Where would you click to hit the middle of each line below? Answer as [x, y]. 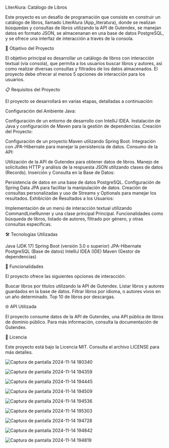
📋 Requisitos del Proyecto [33, 90]
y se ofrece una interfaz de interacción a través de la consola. [69, 38]
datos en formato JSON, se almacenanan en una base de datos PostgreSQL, [84, 33]
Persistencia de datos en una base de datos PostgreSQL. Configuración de [83, 182]
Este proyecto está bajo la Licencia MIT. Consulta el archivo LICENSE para [82, 347]
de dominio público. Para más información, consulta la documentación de [82, 322]
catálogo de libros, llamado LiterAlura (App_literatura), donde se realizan [80, 22]
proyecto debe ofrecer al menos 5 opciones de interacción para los [75, 74]
